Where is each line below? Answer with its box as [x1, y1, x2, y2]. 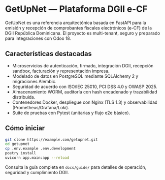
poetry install [5, 151, 36, 156]
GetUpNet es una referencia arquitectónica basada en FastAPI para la [5, 20, 146, 26]
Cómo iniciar [5, 124, 45, 132]
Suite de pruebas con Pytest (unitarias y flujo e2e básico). [12, 110, 131, 116]
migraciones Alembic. [12, 78, 57, 84]
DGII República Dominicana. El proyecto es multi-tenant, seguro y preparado [5, 30, 160, 36]
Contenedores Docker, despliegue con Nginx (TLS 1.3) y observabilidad [12, 99, 158, 105]
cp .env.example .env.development [5, 146, 76, 151]
